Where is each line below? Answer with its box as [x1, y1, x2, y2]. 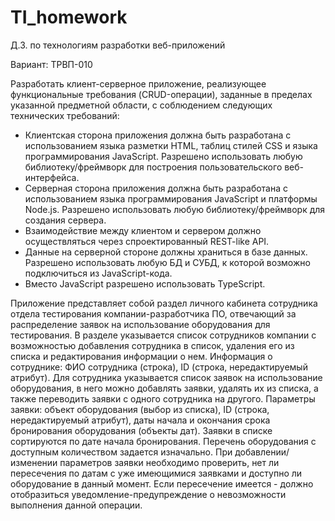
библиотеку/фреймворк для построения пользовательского [24, 161, 283, 173]
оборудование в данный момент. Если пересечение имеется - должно [10, 477, 314, 490]
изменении [10, 456, 58, 468]
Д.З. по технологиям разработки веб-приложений [10, 39, 226, 51]
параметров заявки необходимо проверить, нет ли [59, 456, 280, 468]
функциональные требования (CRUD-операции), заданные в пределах [10, 88, 313, 100]
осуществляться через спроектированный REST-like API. [24, 235, 270, 247]
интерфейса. [24, 171, 80, 183]
